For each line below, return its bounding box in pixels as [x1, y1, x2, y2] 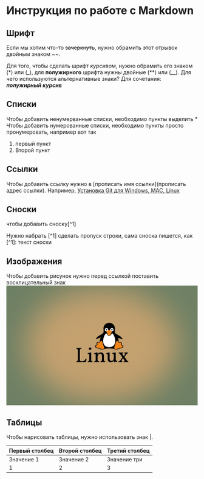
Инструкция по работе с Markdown [6, 4, 194, 18]
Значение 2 [58, 455, 89, 463]
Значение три [107, 455, 143, 463]
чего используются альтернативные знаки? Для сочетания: [6, 75, 162, 82]
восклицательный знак [6, 279, 66, 286]
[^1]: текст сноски [6, 238, 52, 246]
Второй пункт [15, 146, 50, 154]
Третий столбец [107, 447, 150, 454]
